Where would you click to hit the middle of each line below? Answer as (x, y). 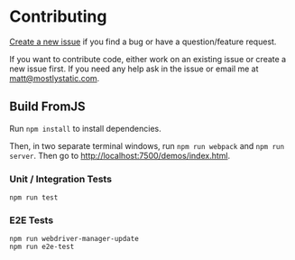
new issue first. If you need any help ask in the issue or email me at (134, 69)
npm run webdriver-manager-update (74, 239)
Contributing (58, 17)
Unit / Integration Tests (61, 179)
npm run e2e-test (42, 247)
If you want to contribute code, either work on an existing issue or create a (148, 59)
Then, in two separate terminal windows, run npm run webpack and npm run (147, 145)
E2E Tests (32, 220)
